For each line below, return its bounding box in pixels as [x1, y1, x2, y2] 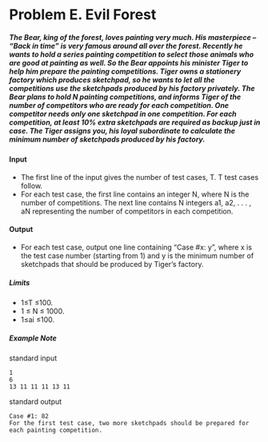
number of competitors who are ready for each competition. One [9, 100, 230, 110]
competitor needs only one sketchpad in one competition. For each [9, 109, 237, 118]
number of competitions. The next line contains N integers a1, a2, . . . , [20, 197, 252, 207]
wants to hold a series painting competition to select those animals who [9, 50, 254, 59]
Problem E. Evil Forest [9, 6, 157, 24]
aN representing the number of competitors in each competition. [20, 206, 234, 216]
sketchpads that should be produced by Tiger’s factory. [20, 259, 204, 269]
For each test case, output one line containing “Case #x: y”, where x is [20, 242, 253, 252]
